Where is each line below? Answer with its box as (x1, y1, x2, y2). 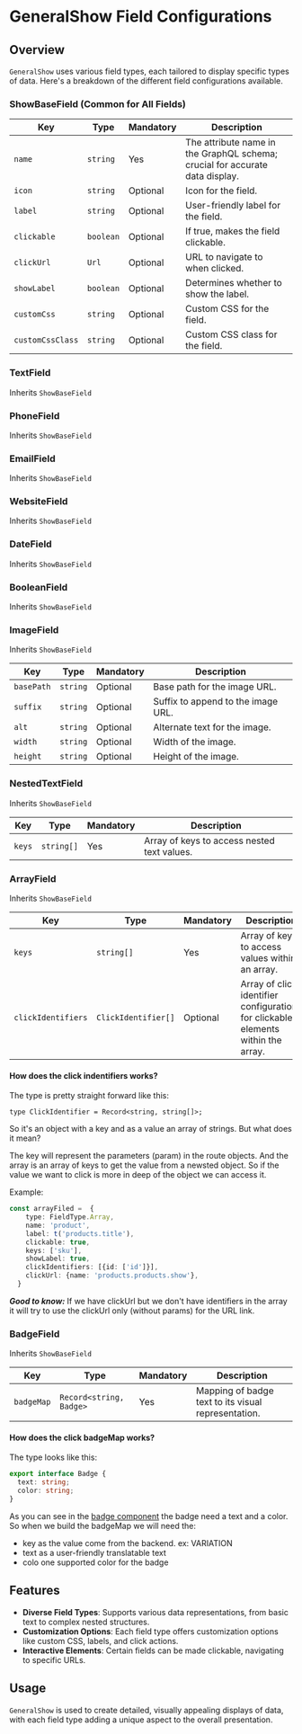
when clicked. (185, 262, 244, 275)
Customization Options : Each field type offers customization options (22, 1625, 279, 1637)
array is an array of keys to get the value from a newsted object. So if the (9, 1160, 280, 1170)
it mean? (9, 1133, 41, 1143)
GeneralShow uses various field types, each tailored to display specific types (9, 66, 289, 76)
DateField (9, 538, 52, 550)
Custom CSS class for (185, 328, 278, 341)
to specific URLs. (22, 1654, 86, 1665)
